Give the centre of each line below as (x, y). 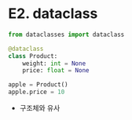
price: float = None (56, 71)
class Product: (33, 56)
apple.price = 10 (37, 92)
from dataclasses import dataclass (66, 35)
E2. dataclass (53, 14)
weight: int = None (54, 64)
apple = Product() (38, 85)
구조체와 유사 (40, 108)
